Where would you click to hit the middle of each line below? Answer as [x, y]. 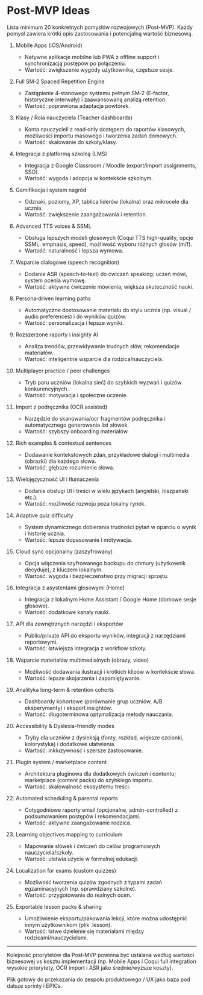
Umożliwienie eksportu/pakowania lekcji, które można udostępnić [106, 918]
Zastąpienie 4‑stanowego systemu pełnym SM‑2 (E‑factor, [97, 93]
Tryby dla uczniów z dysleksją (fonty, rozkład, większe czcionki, [104, 737]
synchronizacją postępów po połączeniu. [75, 63]
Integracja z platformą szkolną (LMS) [61, 154]
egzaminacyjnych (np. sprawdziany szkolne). [80, 888]
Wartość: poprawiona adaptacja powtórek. [77, 105]
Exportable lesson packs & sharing [58, 906]
